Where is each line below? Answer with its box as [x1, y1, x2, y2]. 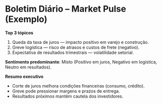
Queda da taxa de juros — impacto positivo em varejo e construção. [12, 39, 149, 45]
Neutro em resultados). [5, 64, 52, 70]
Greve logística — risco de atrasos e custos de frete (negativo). [12, 44, 140, 50]
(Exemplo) [5, 14, 48, 25]
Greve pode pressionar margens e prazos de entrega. [12, 88, 121, 94]
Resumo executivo [5, 73, 44, 79]
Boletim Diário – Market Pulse [5, 3, 126, 15]
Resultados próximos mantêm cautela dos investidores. [12, 93, 123, 99]
